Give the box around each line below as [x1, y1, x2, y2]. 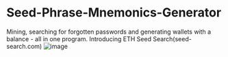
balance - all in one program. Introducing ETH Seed [6, 34, 152, 43]
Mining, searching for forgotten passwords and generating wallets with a [6, 27, 212, 36]
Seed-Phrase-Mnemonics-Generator [6, 5, 222, 21]
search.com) [6, 42, 42, 50]
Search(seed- [153, 34, 192, 43]
